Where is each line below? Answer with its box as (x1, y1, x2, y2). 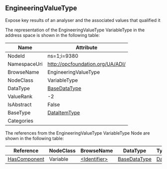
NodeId (7, 52, 25, 59)
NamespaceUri (7, 60, 43, 67)
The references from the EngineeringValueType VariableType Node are (5, 130, 150, 136)
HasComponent (7, 156, 45, 163)
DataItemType (47, 109, 81, 116)
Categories (7, 117, 34, 124)
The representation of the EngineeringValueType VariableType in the (5, 27, 145, 33)
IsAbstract (7, 101, 32, 108)
